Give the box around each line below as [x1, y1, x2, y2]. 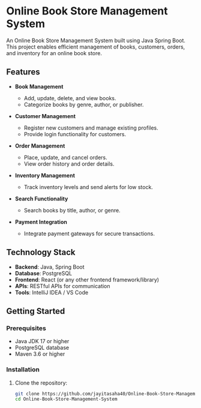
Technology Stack [6, 247, 76, 257]
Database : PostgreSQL [14, 269, 73, 277]
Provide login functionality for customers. [23, 130, 127, 137]
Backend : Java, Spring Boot [14, 263, 85, 271]
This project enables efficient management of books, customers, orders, [6, 43, 185, 50]
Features [6, 67, 40, 77]
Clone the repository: [14, 379, 68, 386]
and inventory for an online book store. [6, 49, 102, 56]
